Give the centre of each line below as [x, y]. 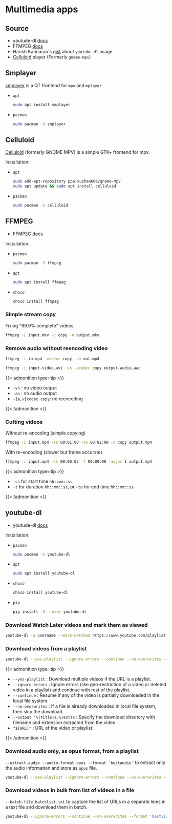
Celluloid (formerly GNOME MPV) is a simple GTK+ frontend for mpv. [78, 152]
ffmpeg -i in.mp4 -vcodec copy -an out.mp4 [52, 359]
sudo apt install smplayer [41, 105]
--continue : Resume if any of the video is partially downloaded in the [86, 695]
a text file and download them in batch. [47, 807]
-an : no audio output [35, 393]
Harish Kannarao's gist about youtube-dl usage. [63, 51]
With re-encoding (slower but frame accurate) [54, 452]
